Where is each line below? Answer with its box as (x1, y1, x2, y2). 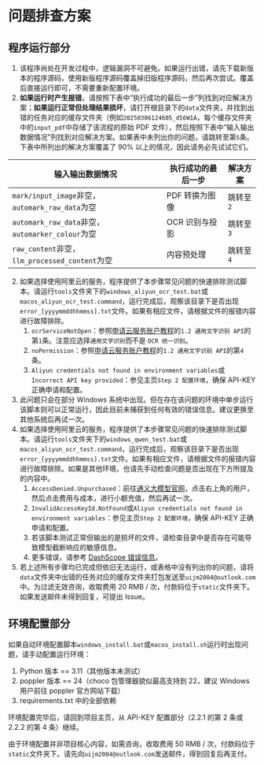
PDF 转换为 (166, 190, 208, 201)
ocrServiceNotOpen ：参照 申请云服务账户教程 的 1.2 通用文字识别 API (31, 326, 244, 335)
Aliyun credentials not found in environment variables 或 (31, 366, 225, 374)
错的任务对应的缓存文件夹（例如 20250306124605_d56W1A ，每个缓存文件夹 (19, 113, 253, 122)
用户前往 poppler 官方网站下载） (19, 686, 125, 695)
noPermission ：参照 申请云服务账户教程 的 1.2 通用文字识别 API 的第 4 (31, 346, 244, 355)
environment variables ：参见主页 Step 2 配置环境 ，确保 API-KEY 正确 (31, 513, 254, 522)
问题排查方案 (8, 7, 92, 25)
